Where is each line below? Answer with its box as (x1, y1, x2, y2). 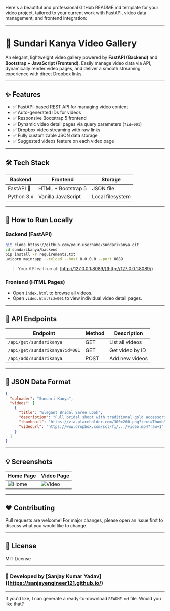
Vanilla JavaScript (38, 193, 81, 200)
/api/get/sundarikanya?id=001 (8, 347, 81, 353)
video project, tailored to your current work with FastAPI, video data (5, 10, 147, 16)
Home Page (8, 472, 36, 479)
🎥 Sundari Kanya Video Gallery (5, 38, 137, 49)
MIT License (5, 555, 31, 561)
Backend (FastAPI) (5, 231, 52, 238)
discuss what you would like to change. (5, 522, 88, 528)
